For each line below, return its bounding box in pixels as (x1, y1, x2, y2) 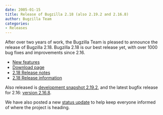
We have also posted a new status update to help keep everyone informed (5, 99, 156, 105)
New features (12, 59, 40, 65)
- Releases (5, 26, 28, 31)
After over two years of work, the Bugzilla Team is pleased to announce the (5, 39, 158, 45)
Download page (12, 65, 45, 71)
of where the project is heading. (5, 105, 70, 111)
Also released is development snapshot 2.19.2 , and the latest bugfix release (5, 84, 158, 90)
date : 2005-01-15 (5, 7, 41, 12)
